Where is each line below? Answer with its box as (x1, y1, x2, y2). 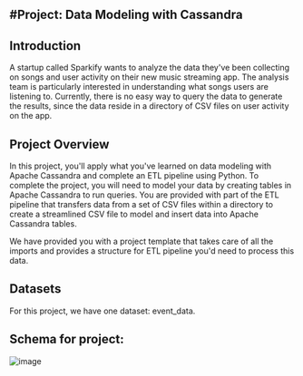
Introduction (9, 38, 82, 53)
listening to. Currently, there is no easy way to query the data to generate (9, 91, 283, 102)
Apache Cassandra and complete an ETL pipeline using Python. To (9, 170, 259, 181)
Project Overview (9, 136, 110, 152)
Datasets (9, 281, 62, 297)
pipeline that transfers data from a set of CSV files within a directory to (9, 199, 274, 210)
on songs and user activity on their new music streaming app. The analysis (9, 72, 289, 82)
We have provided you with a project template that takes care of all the (9, 236, 274, 247)
